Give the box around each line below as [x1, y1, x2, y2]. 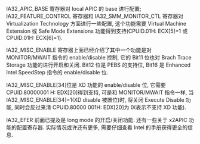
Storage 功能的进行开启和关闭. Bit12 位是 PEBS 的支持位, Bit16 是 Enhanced [6, 61, 191, 68]
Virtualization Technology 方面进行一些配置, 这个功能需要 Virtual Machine [6, 20, 187, 27]
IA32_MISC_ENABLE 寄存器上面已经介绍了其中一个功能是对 [6, 46, 152, 54]
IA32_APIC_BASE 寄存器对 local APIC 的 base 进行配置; [6, 5, 141, 12]
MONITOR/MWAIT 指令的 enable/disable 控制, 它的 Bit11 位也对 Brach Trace [6, 54, 192, 61]
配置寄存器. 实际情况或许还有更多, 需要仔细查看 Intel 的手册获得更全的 [16, 124, 188, 131]
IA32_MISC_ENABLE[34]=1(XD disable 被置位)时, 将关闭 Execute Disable [6, 96, 184, 103]
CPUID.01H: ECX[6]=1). [6, 35, 63, 41]
